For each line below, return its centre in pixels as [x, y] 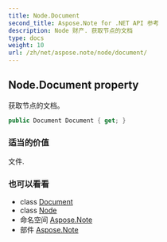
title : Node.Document [44, 16]
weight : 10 [26, 46]
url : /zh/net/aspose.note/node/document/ [78, 53]
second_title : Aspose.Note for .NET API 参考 [83, 23]
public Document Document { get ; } [67, 121]
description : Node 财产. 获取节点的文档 [71, 30]
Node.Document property [74, 85]
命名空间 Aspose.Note [56, 220]
